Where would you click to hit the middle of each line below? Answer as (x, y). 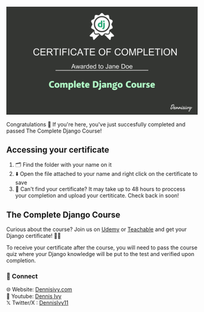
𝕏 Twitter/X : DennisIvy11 (37, 303)
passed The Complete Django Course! (54, 131)
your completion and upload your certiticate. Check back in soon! (97, 196)
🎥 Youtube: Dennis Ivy (34, 296)
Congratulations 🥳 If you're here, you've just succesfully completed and (96, 124)
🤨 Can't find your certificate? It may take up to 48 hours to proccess (100, 189)
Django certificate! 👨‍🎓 (34, 236)
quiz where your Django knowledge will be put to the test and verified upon (100, 254)
